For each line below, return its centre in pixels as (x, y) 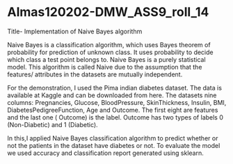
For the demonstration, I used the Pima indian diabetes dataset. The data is (115, 88)
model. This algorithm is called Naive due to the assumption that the (105, 67)
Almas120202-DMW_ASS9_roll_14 (108, 12)
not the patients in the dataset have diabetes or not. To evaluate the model (114, 145)
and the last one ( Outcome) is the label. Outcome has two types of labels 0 (115, 117)
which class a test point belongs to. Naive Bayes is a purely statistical (107, 59)
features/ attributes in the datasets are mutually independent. (95, 74)
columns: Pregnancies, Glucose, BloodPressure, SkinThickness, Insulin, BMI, (117, 102)
